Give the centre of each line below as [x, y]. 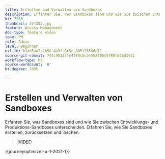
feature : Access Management [34, 28]
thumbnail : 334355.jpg [28, 23]
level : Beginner [22, 46]
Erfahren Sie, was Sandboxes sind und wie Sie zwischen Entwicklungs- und [82, 122]
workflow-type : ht [24, 60]
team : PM [14, 37]
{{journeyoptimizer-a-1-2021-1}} [38, 151]
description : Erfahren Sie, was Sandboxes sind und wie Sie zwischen [78, 14]
